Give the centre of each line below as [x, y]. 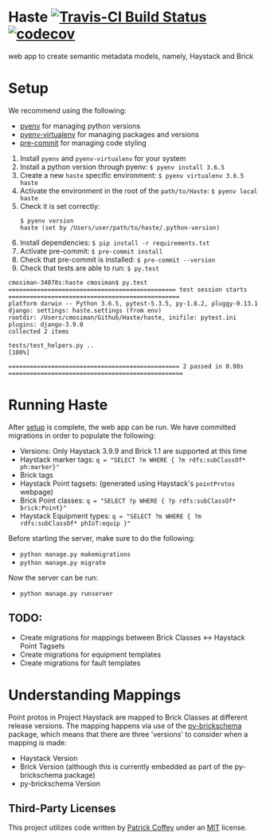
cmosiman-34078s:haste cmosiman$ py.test [78, 282]
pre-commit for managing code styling [83, 143]
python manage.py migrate [63, 562]
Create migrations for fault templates [80, 663]
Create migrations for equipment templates [90, 654]
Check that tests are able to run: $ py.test [90, 268]
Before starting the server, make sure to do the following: [102, 538]
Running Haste [58, 405]
